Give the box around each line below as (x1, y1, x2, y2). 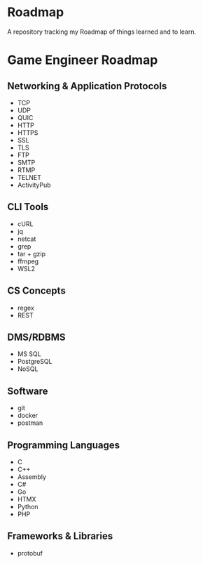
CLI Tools (7, 201, 49, 213)
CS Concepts (7, 285, 66, 297)
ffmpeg (17, 257, 39, 265)
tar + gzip (17, 249, 45, 258)
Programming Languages (7, 439, 120, 451)
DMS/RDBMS (7, 331, 66, 343)
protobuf (17, 549, 43, 557)
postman (17, 419, 43, 427)
